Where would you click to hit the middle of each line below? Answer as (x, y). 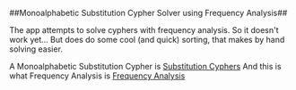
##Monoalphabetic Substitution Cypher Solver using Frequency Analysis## (148, 13)
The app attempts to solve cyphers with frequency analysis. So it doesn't (144, 30)
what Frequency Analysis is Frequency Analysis (97, 76)
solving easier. (36, 49)
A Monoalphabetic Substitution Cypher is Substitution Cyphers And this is (145, 66)
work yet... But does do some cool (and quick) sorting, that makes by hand (147, 40)
